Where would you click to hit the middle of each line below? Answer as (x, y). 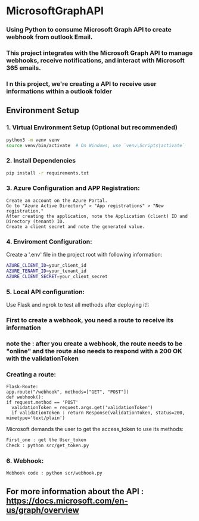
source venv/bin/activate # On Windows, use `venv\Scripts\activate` (96, 145)
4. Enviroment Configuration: (49, 241)
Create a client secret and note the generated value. (76, 227)
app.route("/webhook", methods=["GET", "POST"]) (68, 392)
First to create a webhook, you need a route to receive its (90, 320)
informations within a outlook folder (59, 91)
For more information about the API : (75, 492)
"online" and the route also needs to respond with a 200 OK (94, 351)
